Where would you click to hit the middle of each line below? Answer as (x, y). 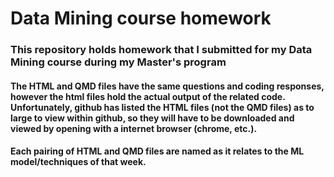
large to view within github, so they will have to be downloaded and (152, 118)
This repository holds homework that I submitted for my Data (161, 50)
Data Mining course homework (141, 18)
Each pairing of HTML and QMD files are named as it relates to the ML (157, 151)
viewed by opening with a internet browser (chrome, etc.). (134, 128)
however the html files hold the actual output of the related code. (148, 96)
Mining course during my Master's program (118, 62)
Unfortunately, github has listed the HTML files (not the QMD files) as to (162, 107)
